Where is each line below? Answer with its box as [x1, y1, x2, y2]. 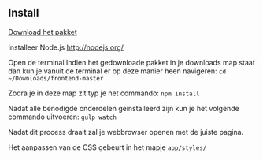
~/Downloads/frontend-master [8, 74, 104, 82]
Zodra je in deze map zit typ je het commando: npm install [8, 88, 200, 98]
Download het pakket [8, 27, 77, 36]
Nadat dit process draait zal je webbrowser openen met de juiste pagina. [8, 127, 244, 136]
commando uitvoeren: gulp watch [8, 112, 117, 121]
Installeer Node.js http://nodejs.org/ [8, 43, 124, 52]
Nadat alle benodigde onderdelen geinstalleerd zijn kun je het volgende [8, 103, 240, 113]
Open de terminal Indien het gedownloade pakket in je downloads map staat [8, 58, 255, 67]
